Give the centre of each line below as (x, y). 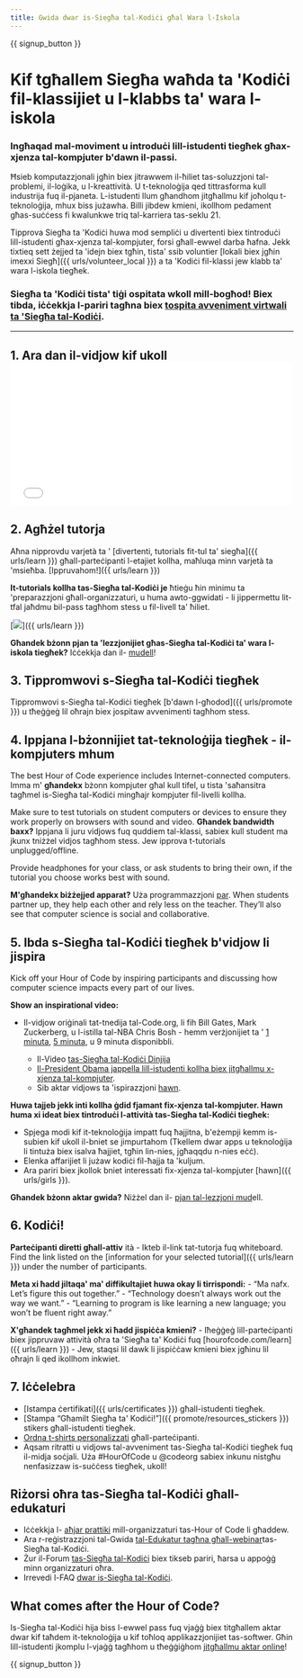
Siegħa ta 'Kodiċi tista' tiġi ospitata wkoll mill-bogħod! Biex (142, 294)
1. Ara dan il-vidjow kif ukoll (89, 355)
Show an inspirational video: (65, 1005)
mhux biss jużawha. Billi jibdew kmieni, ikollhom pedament (163, 206)
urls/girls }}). (47, 1180)
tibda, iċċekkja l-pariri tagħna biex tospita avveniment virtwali (148, 305)
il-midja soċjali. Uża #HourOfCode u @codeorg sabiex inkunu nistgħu (152, 1456)
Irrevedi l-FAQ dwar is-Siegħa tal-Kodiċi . (98, 1578)
